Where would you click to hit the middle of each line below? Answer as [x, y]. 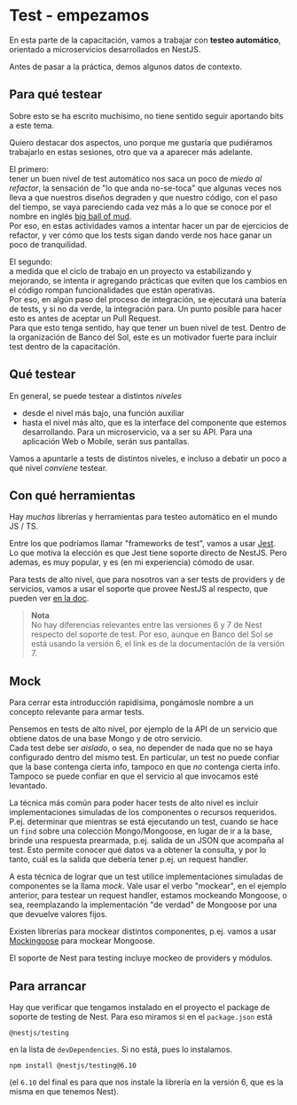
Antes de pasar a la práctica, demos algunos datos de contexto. [126, 67]
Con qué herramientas [72, 495]
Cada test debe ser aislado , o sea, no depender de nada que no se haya [141, 748]
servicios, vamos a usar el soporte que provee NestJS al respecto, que [139, 589]
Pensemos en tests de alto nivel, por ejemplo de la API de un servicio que [143, 729]
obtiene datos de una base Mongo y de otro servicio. [106, 739]
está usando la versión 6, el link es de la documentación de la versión [158, 644]
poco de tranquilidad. [48, 244]
